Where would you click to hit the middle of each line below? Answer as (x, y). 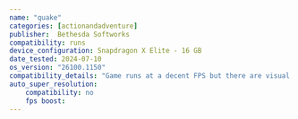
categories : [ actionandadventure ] (74, 26)
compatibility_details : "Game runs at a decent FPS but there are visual (150, 76)
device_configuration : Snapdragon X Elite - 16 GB (106, 51)
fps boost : (46, 101)
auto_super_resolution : (54, 84)
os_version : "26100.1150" (57, 68)
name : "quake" (36, 17)
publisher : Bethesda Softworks (69, 34)
